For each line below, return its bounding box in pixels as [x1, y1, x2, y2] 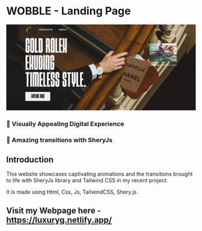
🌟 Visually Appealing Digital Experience [6, 120, 124, 128]
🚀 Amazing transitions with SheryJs [6, 136, 113, 145]
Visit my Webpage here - [6, 206, 101, 216]
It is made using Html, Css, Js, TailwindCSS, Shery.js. [6, 188, 138, 196]
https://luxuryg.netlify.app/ [6, 215, 112, 226]
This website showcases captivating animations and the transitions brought [6, 170, 193, 178]
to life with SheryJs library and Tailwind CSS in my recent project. [6, 176, 168, 184]
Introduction [6, 154, 54, 164]
